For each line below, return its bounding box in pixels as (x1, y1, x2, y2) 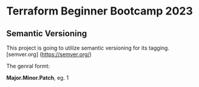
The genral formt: (6, 62, 50, 69)
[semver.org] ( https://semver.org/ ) (6, 51, 92, 58)
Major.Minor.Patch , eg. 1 (6, 74, 69, 81)
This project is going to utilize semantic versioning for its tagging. (6, 44, 170, 51)
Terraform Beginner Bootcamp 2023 (6, 4, 193, 18)
